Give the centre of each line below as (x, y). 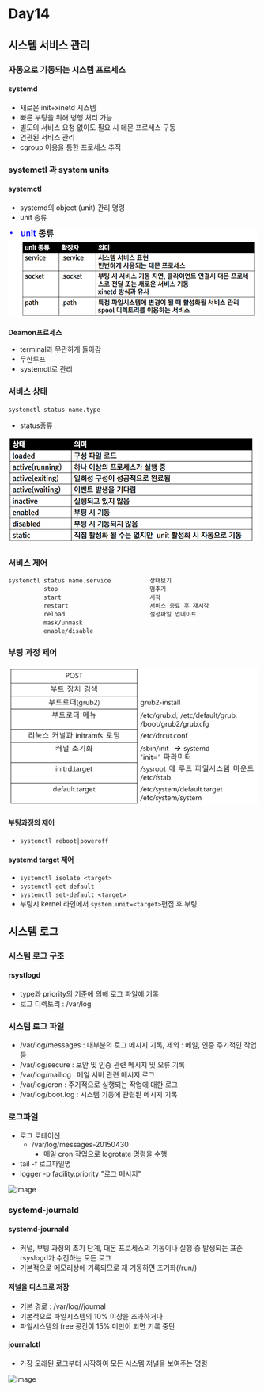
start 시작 (102, 597)
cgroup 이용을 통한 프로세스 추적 (70, 147)
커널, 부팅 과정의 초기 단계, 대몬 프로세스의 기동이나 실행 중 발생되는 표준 (131, 1248)
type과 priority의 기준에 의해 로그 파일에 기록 (89, 993)
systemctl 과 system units (58, 170)
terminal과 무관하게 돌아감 (60, 349)
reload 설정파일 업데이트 (120, 614)
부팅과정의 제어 (32, 822)
